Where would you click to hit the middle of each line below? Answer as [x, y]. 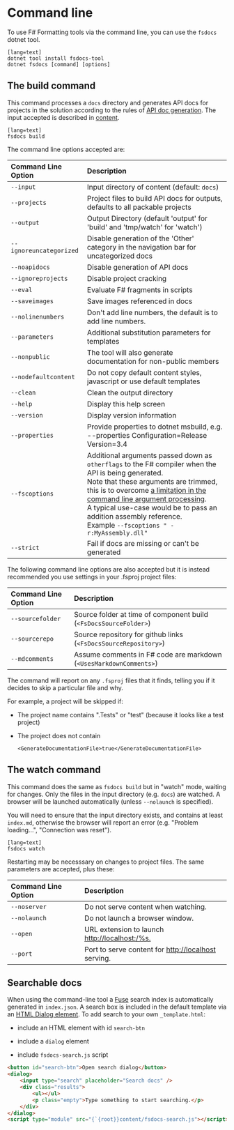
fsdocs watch [26, 848]
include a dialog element [53, 1041]
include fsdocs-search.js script [63, 1055]
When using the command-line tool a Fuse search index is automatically [110, 1000]
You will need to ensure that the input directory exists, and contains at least [115, 815]
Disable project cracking [127, 278]
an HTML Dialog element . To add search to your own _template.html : [107, 1014]
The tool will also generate [130, 352]
